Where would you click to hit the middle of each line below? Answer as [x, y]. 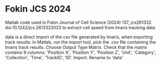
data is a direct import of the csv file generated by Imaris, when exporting [79, 37]
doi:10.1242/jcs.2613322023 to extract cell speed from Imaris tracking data [80, 27]
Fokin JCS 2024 [38, 9]
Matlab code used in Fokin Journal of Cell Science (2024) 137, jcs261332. [79, 22]
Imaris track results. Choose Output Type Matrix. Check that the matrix [76, 47]
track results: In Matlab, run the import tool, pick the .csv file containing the [80, 42]
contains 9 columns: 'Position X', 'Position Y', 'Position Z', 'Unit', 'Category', [80, 52]
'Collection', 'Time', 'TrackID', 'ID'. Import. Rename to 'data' [64, 57]
